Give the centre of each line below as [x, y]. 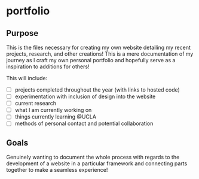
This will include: [27, 78]
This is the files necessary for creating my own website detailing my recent [99, 47]
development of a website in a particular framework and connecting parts [97, 163]
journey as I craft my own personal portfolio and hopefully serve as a [91, 60]
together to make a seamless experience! [57, 170]
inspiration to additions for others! [48, 66]
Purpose [22, 33]
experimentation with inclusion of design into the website [85, 96]
